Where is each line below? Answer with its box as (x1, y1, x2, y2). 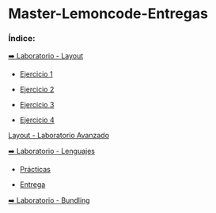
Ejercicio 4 (19, 115, 55, 125)
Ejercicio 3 (19, 100, 55, 110)
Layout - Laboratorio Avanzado (8, 131, 109, 140)
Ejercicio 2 (19, 84, 55, 95)
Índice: (8, 33, 36, 44)
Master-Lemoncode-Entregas (8, 5, 208, 23)
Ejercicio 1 (19, 69, 53, 79)
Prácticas (19, 165, 51, 174)
